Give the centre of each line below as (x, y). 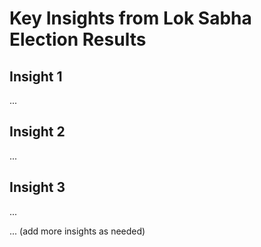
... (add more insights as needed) (77, 231)
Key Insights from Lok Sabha (130, 18)
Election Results (78, 39)
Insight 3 (37, 187)
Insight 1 (36, 76)
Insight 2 (37, 132)
